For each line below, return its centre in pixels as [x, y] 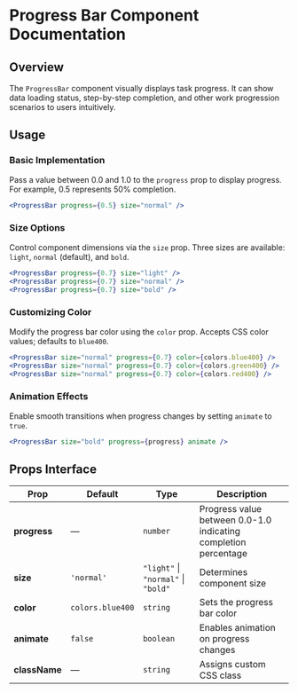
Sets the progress [236, 602]
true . [19, 425]
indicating [220, 532]
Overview [37, 67]
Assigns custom [232, 665]
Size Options [37, 228]
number [157, 532]
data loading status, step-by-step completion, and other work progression [145, 98]
